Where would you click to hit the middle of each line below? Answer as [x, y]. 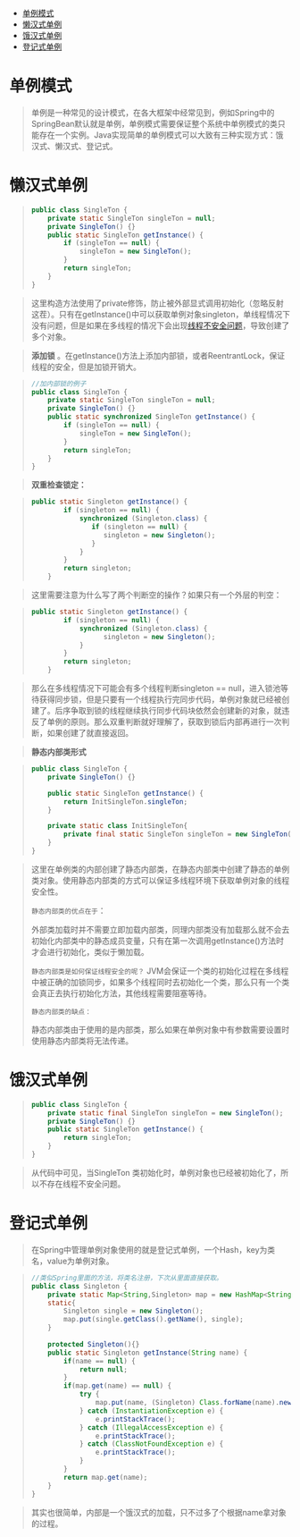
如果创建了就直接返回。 [90, 733]
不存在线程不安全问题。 [82, 1184]
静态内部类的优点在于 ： [68, 910]
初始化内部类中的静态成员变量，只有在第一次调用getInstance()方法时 [157, 941]
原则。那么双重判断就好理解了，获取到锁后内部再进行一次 [176, 722]
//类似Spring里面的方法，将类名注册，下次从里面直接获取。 [127, 1278]
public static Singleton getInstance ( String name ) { [148, 1353]
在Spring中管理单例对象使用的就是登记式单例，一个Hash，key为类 [153, 1249]
